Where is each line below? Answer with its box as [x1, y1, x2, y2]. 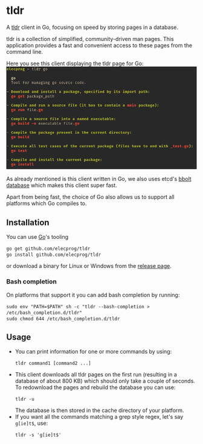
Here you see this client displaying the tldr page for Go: [6, 60, 144, 67]
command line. [6, 48, 43, 55]
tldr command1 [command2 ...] [14, 360, 92, 367]
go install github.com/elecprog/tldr [6, 252, 101, 258]
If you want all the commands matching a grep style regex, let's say [14, 413, 184, 420]
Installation [6, 217, 50, 227]
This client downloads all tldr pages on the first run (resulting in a [14, 371, 177, 378]
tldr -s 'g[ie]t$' [14, 432, 62, 438]
